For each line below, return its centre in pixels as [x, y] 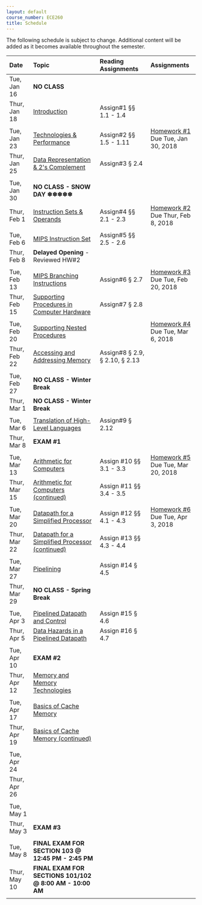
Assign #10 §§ [120, 461]
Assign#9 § [116, 421]
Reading [112, 61]
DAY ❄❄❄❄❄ [53, 195]
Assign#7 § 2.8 [121, 304]
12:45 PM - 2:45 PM [63, 859]
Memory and [51, 675]
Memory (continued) [62, 739]
